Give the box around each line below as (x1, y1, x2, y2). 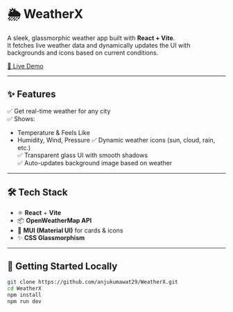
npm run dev (7, 298, 42, 305)
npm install (7, 292, 42, 299)
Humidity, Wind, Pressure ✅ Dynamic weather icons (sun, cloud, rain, (17, 136, 216, 144)
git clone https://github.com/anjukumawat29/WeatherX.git (7, 279, 178, 286)
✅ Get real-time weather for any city (7, 107, 111, 115)
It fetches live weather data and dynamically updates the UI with (7, 41, 191, 49)
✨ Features (7, 89, 56, 100)
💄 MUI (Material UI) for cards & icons (17, 226, 123, 235)
